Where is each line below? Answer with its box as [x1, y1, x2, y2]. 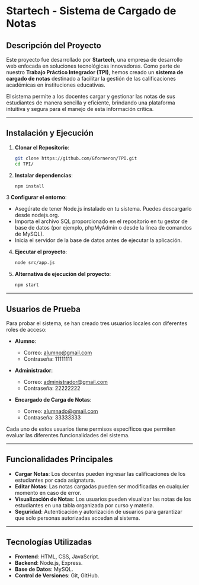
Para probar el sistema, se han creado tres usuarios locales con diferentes [6, 320, 188, 327]
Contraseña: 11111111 [23, 355, 72, 363]
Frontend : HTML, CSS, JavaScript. [14, 553, 99, 560]
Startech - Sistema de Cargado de [6, 4, 176, 18]
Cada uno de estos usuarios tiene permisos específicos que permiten [6, 425, 176, 433]
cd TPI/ [14, 161, 34, 167]
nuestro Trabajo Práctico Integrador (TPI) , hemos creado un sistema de [6, 69, 184, 75]
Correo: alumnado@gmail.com [23, 408, 98, 415]
